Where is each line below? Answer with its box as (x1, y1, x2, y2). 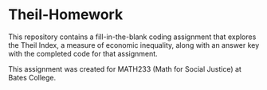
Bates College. (8, 72, 57, 82)
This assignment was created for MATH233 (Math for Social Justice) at (8, 64, 241, 73)
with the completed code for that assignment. (8, 49, 158, 58)
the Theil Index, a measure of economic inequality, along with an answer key (8, 40, 260, 49)
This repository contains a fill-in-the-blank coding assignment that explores (8, 32, 257, 41)
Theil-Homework (8, 6, 124, 24)
